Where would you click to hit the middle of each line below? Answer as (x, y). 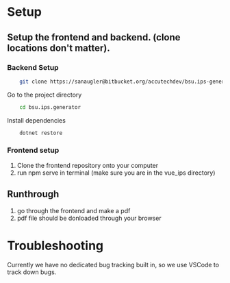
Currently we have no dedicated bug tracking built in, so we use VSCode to (113, 264)
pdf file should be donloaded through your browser (89, 218)
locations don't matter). (59, 48)
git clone (34, 82)
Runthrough (33, 194)
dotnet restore (41, 133)
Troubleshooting (55, 246)
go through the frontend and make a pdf (74, 210)
